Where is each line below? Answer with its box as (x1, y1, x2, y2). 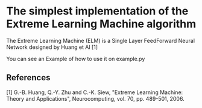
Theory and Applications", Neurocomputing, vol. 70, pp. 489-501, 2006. (6, 95, 185, 102)
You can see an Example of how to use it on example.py (6, 55, 145, 62)
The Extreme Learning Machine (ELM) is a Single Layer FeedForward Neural (6, 37, 195, 44)
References (6, 72, 51, 83)
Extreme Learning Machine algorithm (6, 17, 197, 31)
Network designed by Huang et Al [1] (6, 43, 98, 51)
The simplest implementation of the (6, 4, 189, 18)
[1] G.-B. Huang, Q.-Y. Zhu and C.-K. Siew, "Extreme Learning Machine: (6, 89, 183, 96)
